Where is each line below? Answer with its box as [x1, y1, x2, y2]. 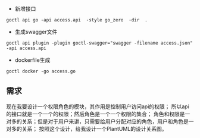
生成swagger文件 [14, 29, 58, 35]
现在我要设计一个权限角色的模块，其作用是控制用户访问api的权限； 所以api [6, 103, 189, 110]
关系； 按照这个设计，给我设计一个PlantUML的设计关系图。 [21, 125, 167, 132]
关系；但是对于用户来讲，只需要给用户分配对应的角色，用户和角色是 [21, 118, 189, 125]
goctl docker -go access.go [6, 68, 76, 74]
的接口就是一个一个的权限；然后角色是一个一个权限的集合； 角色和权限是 [6, 110, 185, 117]
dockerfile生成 [14, 57, 51, 64]
